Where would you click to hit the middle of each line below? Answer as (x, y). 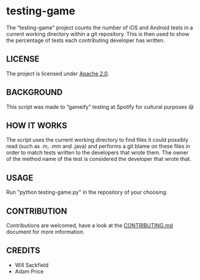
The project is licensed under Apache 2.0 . (58, 74)
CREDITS (23, 250)
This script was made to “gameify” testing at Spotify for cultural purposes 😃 (100, 106)
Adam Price (29, 271)
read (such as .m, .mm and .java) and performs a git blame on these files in (98, 146)
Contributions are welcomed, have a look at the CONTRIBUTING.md (90, 225)
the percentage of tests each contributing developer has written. (86, 40)
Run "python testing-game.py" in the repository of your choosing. (87, 192)
